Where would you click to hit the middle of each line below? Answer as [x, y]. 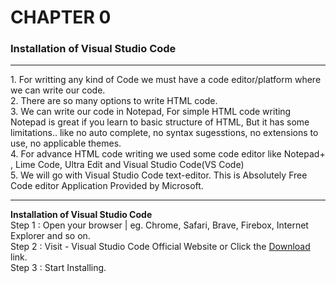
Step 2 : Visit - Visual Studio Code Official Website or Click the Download [160, 247]
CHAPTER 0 [61, 17]
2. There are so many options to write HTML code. [114, 101]
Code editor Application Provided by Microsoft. [107, 186]
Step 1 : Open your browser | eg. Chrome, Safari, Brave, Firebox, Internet [159, 225]
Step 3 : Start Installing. [58, 268]
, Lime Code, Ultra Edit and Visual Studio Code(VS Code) [127, 165]
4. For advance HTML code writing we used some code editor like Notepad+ [168, 154]
